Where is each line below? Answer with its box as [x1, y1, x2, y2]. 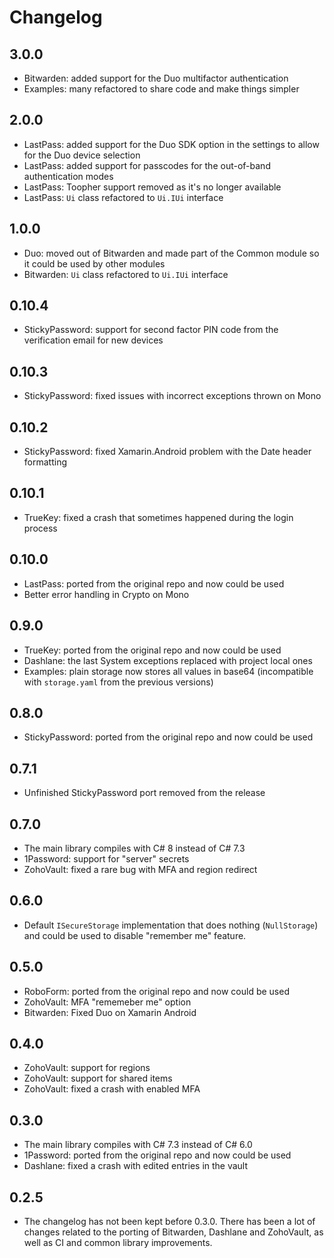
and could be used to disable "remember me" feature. [23, 929, 247, 941]
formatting [23, 456, 67, 468]
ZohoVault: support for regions [23, 1062, 151, 1074]
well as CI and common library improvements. [23, 1237, 213, 1248]
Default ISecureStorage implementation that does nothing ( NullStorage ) [23, 919, 319, 931]
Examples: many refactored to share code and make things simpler [23, 83, 300, 95]
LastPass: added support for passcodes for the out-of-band [23, 159, 271, 171]
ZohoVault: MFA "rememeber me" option [23, 996, 192, 1008]
